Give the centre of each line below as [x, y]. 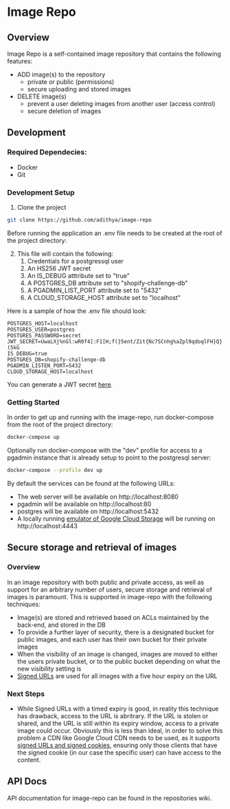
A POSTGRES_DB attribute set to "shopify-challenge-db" [107, 283]
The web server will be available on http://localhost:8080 [97, 497]
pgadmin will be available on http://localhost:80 [84, 504]
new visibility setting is [49, 669]
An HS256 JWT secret [59, 268]
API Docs [27, 781]
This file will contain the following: [65, 254]
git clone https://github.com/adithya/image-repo [80, 220]
